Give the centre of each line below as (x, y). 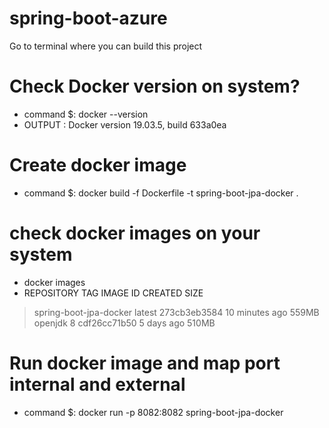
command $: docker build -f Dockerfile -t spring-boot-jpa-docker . (161, 193)
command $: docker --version (86, 114)
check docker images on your (135, 233)
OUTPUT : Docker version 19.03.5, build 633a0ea (125, 124)
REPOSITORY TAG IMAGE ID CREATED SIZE (113, 293)
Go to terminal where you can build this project (106, 46)
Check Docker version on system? (155, 86)
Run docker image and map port (145, 363)
